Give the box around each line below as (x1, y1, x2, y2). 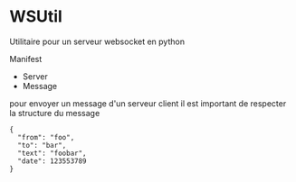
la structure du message (9, 107, 100, 118)
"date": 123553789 (17, 156, 88, 166)
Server (22, 70, 48, 82)
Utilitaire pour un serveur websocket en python (9, 36, 186, 47)
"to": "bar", (17, 141, 67, 150)
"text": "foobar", (17, 149, 88, 158)
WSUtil (9, 6, 63, 27)
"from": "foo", (17, 132, 75, 141)
